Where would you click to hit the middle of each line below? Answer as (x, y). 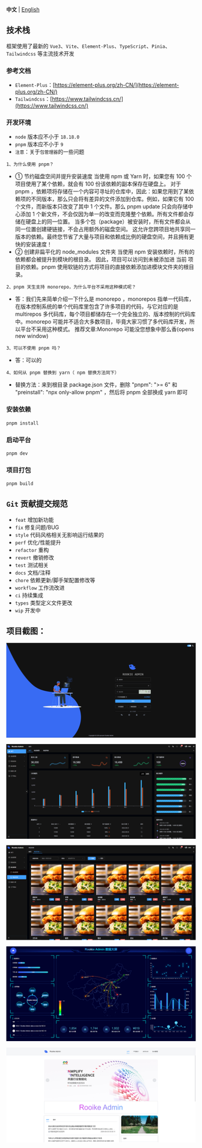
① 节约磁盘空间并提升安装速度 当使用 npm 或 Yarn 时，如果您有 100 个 (103, 176)
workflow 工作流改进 (40, 588)
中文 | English (23, 9)
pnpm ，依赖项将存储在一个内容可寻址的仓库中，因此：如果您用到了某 (102, 191)
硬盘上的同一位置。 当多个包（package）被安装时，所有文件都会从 (108, 222)
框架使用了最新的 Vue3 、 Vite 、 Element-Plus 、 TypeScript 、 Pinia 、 (88, 46)
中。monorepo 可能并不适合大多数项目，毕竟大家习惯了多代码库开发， (102, 322)
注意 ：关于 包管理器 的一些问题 (50, 152)
